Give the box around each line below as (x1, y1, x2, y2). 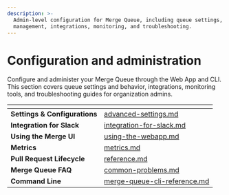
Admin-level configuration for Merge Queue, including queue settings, (13, 17, 223, 23)
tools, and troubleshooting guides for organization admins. (7, 90, 173, 99)
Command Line (10, 176, 62, 186)
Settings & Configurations (10, 110, 98, 119)
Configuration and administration (7, 52, 201, 68)
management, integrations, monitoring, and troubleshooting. (13, 23, 193, 30)
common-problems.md (104, 165, 180, 175)
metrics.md (104, 143, 141, 152)
